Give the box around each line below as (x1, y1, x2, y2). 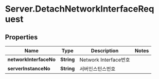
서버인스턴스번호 (79, 65, 116, 72)
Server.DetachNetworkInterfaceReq (5, 3, 155, 15)
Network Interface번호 (79, 57, 130, 63)
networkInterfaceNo (7, 56, 56, 63)
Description (90, 47, 119, 54)
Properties (5, 33, 38, 41)
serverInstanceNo (7, 65, 51, 72)
